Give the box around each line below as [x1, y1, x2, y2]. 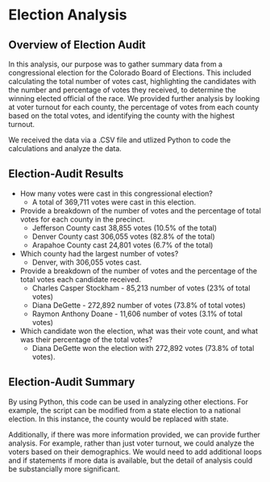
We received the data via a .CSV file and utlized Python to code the [8, 135, 231, 145]
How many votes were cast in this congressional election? [19, 188, 214, 198]
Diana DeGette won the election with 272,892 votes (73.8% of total [31, 343, 255, 353]
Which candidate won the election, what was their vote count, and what [19, 326, 258, 336]
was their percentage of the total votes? [19, 334, 153, 345]
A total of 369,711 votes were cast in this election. [31, 197, 197, 207]
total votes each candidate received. [19, 274, 142, 284]
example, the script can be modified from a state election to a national [8, 405, 241, 415]
